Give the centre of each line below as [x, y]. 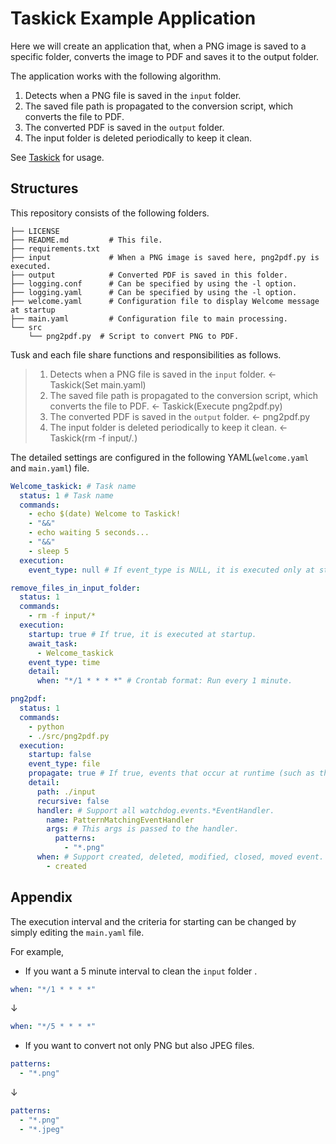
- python [46, 727]
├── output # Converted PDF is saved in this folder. [149, 275]
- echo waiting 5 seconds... [89, 533]
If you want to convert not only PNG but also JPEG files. [139, 1046]
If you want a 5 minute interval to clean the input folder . [141, 971]
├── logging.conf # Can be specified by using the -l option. [154, 283]
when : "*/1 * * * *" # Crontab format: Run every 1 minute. [164, 681]
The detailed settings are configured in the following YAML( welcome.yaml [160, 457]
